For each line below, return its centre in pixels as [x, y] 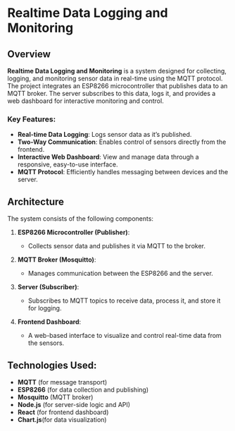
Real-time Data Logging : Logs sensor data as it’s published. [104, 135]
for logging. [45, 308]
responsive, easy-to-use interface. [68, 164]
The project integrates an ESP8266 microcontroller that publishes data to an [118, 86]
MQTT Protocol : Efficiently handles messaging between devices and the [123, 172]
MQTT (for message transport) [62, 382]
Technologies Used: [52, 365]
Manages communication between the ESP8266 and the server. [120, 274]
